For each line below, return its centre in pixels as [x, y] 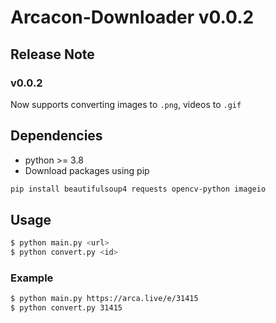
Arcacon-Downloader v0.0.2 [132, 17]
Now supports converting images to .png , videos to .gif [126, 104]
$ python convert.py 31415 [66, 308]
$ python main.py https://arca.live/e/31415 [104, 299]
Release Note [52, 54]
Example [32, 278]
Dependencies [56, 136]
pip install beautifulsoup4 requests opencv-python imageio [138, 189]
